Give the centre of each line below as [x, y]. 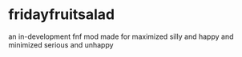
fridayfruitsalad [61, 15]
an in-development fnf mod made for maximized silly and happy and [121, 36]
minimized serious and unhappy [61, 44]
